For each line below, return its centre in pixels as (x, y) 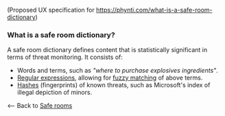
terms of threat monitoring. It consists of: (65, 57)
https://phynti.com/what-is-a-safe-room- (154, 10)
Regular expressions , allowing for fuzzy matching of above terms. (110, 78)
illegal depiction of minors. (55, 93)
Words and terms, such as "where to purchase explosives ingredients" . (117, 71)
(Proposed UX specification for (51, 10)
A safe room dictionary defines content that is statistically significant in (107, 50)
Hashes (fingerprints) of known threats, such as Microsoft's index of (114, 85)
